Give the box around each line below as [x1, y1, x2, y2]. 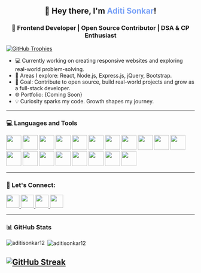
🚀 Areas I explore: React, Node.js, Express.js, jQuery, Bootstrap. [14, 72, 172, 79]
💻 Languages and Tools [6, 119, 78, 127]
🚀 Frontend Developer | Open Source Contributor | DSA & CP [11, 24, 190, 32]
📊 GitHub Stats [6, 223, 52, 232]
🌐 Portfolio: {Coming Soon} [14, 91, 83, 98]
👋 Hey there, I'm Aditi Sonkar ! [44, 6, 157, 16]
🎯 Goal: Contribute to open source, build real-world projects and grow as [14, 78, 194, 85]
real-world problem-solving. [14, 65, 85, 72]
